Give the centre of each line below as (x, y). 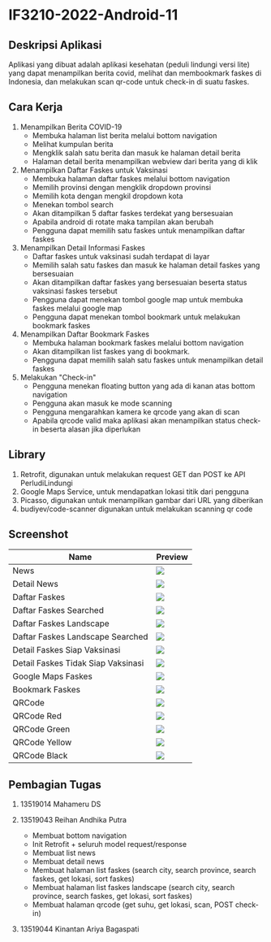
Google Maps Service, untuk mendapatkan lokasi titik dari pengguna (134, 491)
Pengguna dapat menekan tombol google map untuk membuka (138, 299)
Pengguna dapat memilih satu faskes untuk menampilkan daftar (139, 230)
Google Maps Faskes (53, 676)
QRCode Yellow (42, 743)
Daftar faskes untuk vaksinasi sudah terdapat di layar (121, 256)
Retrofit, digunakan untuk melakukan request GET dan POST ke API (133, 474)
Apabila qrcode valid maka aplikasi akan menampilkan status (134, 420)
